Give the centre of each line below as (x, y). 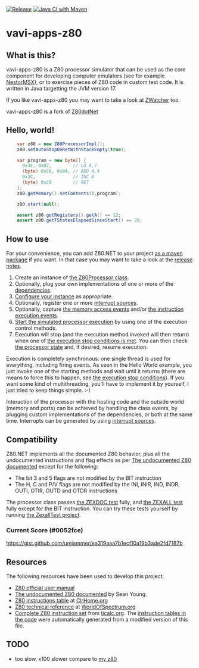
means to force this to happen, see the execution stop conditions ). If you (95, 377)
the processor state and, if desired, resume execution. (81, 347)
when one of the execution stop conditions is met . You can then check (101, 341)
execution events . (36, 316)
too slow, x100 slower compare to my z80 (66, 658)
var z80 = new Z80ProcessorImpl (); (61, 144)
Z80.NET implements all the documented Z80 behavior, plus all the (88, 454)
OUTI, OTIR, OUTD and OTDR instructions (66, 491)
